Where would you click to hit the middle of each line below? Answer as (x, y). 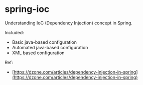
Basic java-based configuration (44, 42)
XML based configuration (38, 53)
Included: (15, 32)
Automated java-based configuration (50, 47)
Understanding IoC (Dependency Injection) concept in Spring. (68, 23)
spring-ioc (27, 9)
